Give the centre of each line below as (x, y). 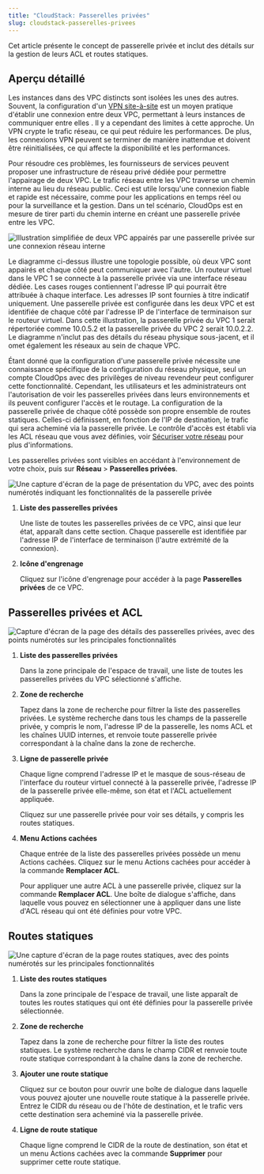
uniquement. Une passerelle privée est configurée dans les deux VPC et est (132, 304)
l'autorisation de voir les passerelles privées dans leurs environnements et (129, 395)
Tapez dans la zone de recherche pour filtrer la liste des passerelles (130, 710)
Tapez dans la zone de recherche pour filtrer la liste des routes (122, 1041)
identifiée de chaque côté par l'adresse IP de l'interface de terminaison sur (130, 312)
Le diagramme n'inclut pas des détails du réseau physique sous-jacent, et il (131, 337)
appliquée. (37, 800)
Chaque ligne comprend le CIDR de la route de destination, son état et (134, 1145)
